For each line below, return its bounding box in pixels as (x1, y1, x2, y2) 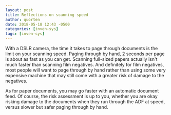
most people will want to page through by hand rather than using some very (5, 67, 166, 73)
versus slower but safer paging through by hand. (5, 104, 109, 110)
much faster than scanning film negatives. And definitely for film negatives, (5, 62, 164, 67)
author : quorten (5, 17, 40, 22)
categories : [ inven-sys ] (5, 27, 59, 32)
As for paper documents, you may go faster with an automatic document (5, 88, 159, 94)
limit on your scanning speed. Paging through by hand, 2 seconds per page (5, 51, 165, 57)
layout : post (5, 7, 33, 13)
